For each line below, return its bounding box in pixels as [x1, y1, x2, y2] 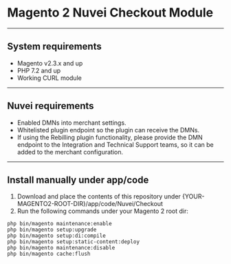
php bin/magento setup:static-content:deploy [7, 238, 140, 245]
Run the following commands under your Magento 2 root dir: [16, 207, 189, 215]
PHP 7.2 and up [16, 66, 61, 74]
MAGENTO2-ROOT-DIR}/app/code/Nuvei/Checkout [16, 200, 164, 208]
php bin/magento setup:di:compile [7, 232, 107, 239]
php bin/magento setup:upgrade [7, 226, 97, 234]
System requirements [7, 41, 102, 52]
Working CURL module [16, 74, 82, 82]
